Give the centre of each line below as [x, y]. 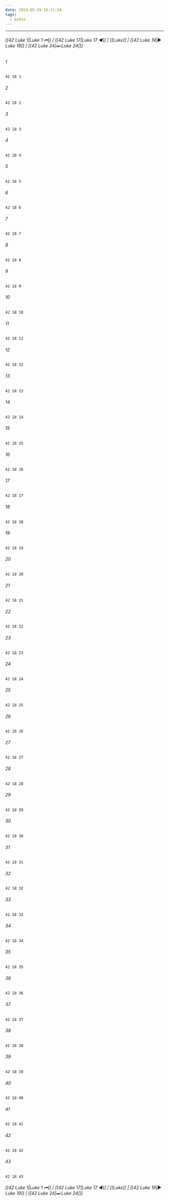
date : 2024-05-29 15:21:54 [33, 10]
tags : [11, 15]
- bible [18, 19]
